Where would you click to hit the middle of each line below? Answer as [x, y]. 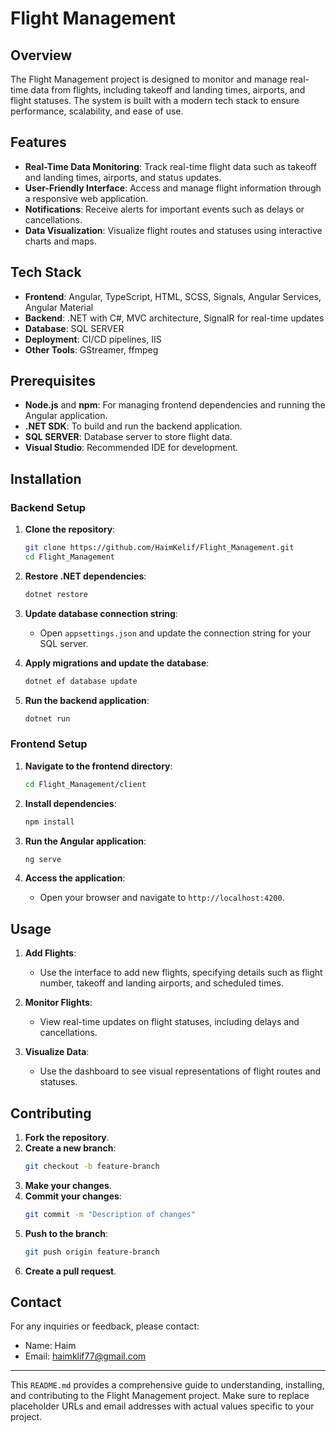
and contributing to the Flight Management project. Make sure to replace [160, 1396]
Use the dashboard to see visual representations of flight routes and [180, 1071]
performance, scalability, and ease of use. [97, 111]
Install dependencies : [70, 803]
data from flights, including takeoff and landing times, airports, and [168, 90]
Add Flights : [50, 953]
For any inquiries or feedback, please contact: [105, 1326]
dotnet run [47, 718]
